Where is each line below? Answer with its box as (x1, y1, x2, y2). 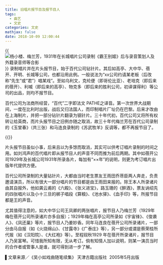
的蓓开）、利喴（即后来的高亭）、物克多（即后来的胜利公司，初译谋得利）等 (5, 84, 154, 89)
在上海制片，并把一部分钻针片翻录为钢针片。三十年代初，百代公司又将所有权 (5, 112, 158, 118)
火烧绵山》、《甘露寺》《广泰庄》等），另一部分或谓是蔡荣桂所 (38, 226, 158, 231)
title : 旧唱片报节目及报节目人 (5, 7, 60, 12)
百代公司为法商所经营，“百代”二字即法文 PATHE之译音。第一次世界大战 (5, 100, 147, 106)
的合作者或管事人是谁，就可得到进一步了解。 (5, 244, 95, 249)
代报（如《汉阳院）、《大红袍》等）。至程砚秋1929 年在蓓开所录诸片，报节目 (5, 231, 154, 237)
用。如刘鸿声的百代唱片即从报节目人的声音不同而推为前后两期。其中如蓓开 (5, 150, 154, 156)
